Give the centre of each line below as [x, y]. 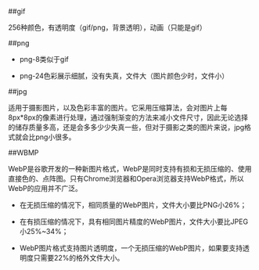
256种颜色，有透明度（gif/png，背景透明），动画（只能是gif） [107, 27]
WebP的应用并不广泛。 [45, 188]
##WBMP [23, 153]
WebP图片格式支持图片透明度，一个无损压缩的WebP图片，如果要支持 [131, 248]
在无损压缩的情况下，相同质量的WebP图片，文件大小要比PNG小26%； [133, 205]
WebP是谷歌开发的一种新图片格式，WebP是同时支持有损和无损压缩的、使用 [130, 169]
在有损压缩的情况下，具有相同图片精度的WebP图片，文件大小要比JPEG [134, 221]
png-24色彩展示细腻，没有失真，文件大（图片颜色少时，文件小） [124, 76]
